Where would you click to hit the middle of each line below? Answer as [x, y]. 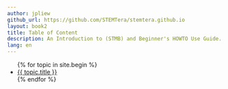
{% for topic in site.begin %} [57, 65]
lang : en [20, 45]
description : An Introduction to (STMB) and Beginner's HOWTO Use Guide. [115, 39]
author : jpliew [29, 13]
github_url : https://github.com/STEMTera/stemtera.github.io [96, 20]
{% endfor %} [37, 79]
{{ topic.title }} [37, 72]
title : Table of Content [42, 33]
